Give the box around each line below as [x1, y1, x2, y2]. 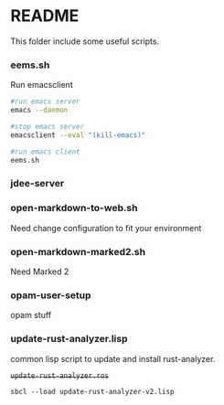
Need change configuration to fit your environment [10, 222, 202, 233]
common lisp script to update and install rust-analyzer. [10, 353, 216, 364]
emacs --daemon [10, 106, 69, 115]
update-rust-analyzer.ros [10, 371, 109, 380]
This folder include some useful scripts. [10, 36, 159, 47]
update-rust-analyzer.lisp [10, 333, 128, 346]
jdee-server [10, 177, 65, 190]
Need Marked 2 [10, 266, 69, 277]
